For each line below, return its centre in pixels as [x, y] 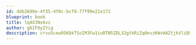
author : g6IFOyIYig [30, 28]
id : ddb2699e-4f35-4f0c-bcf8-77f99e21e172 [58, 11]
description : [22, 33]
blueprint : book [26, 17]
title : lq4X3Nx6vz [28, 22]
